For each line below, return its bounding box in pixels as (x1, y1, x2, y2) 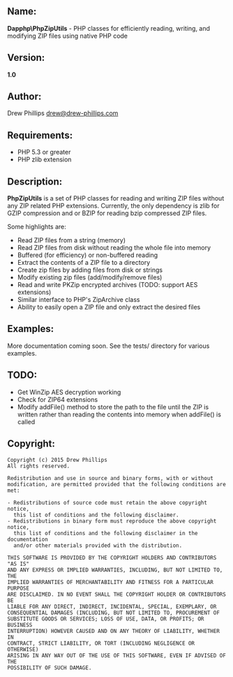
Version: (7, 52, 45, 64)
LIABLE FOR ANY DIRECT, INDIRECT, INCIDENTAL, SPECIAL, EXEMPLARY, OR (7, 603, 217, 610)
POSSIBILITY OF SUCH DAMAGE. (7, 664, 92, 671)
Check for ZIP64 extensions (17, 395, 98, 404)
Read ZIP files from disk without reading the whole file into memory (17, 244, 211, 252)
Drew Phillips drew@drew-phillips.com (7, 109, 119, 117)
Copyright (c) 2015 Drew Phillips (7, 456, 108, 463)
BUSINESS (7, 621, 33, 628)
